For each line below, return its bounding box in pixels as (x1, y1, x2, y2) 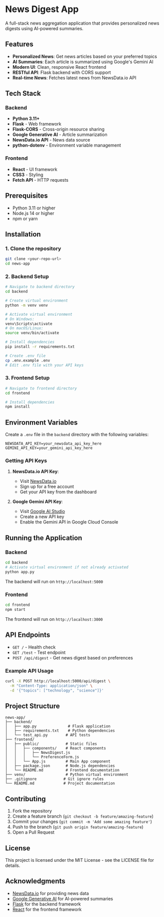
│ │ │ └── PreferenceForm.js (5, 754, 79, 760)
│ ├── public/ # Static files (5, 741, 97, 746)
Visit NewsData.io (19, 478, 56, 484)
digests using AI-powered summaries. (5, 25, 83, 31)
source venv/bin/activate (5, 330, 59, 336)
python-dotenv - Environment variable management (12, 142, 121, 149)
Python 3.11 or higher (12, 205, 56, 211)
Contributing (5, 795, 46, 803)
